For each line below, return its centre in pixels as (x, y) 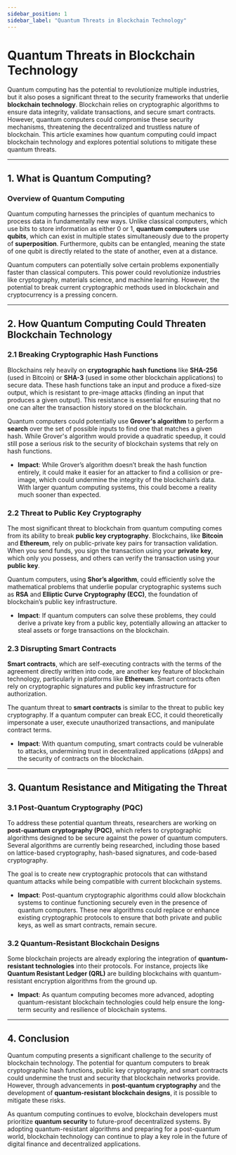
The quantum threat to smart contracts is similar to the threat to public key (116, 708)
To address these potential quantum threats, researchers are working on (112, 823)
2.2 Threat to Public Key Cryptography (74, 513)
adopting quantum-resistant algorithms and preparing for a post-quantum (114, 1129)
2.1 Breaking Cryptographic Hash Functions (83, 354)
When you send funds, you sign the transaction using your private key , (110, 551)
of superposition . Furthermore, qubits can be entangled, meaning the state (116, 244)
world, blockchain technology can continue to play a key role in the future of (118, 1137)
